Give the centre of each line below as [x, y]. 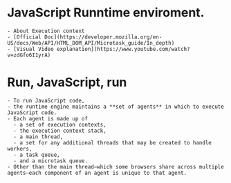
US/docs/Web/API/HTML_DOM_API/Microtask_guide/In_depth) [91, 43]
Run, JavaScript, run [67, 82]
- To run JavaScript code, [46, 100]
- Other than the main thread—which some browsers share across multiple [116, 166]
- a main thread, [38, 137]
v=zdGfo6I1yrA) [29, 55]
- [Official [24, 37]
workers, [20, 149]
